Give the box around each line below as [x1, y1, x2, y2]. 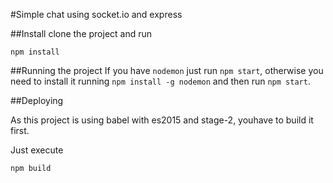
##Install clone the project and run [10, 28, 153, 39]
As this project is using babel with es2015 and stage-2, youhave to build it [10, 114, 314, 126]
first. [10, 125, 30, 136]
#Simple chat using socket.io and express [10, 9, 183, 20]
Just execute [10, 144, 64, 156]
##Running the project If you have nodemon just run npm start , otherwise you [10, 65, 324, 76]
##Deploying [10, 95, 64, 106]
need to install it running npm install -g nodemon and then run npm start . [10, 75, 311, 87]
